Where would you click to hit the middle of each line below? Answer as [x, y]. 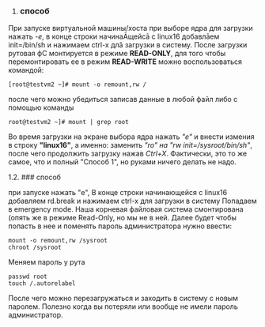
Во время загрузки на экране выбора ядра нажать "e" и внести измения [131, 137]
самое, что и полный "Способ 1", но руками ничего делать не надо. [123, 162]
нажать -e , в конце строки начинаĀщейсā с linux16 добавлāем [114, 36]
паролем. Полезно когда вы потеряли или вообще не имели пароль [123, 306]
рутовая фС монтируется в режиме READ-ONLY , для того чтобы [117, 54]
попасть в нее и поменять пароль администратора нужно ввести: [120, 226]
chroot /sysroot [35, 248]
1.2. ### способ [35, 177]
